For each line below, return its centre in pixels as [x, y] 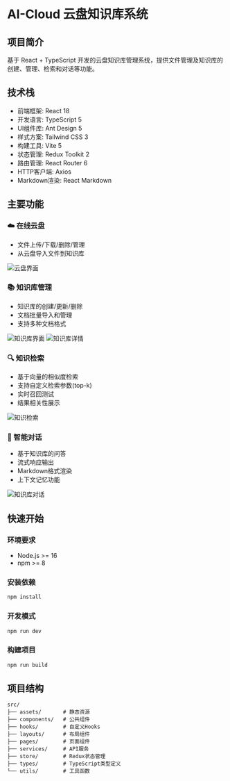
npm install [24, 597]
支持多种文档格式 [42, 323]
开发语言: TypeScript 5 [49, 120]
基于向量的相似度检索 [47, 377]
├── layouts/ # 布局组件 [48, 734]
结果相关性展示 [38, 403]
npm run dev [24, 631]
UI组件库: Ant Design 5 [50, 128]
